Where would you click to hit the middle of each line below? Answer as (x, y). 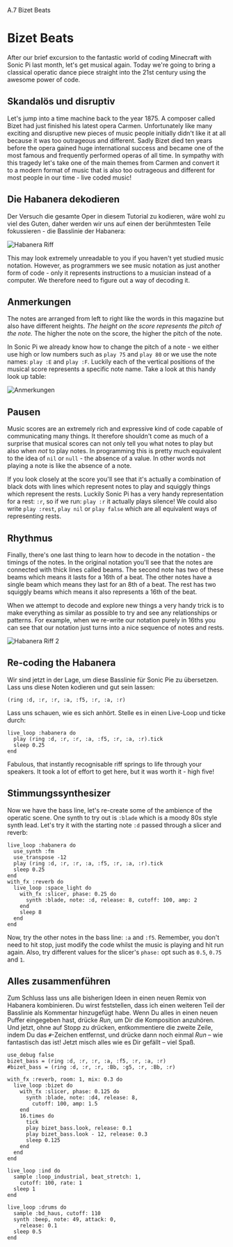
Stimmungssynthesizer (59, 793)
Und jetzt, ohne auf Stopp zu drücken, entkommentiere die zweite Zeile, (110, 1028)
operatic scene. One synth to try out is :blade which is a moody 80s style (112, 817)
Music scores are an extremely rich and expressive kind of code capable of (115, 429)
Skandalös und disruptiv (61, 101)
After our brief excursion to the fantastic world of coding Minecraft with (110, 57)
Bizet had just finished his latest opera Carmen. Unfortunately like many (110, 125)
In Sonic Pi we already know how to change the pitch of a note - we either (113, 347)
